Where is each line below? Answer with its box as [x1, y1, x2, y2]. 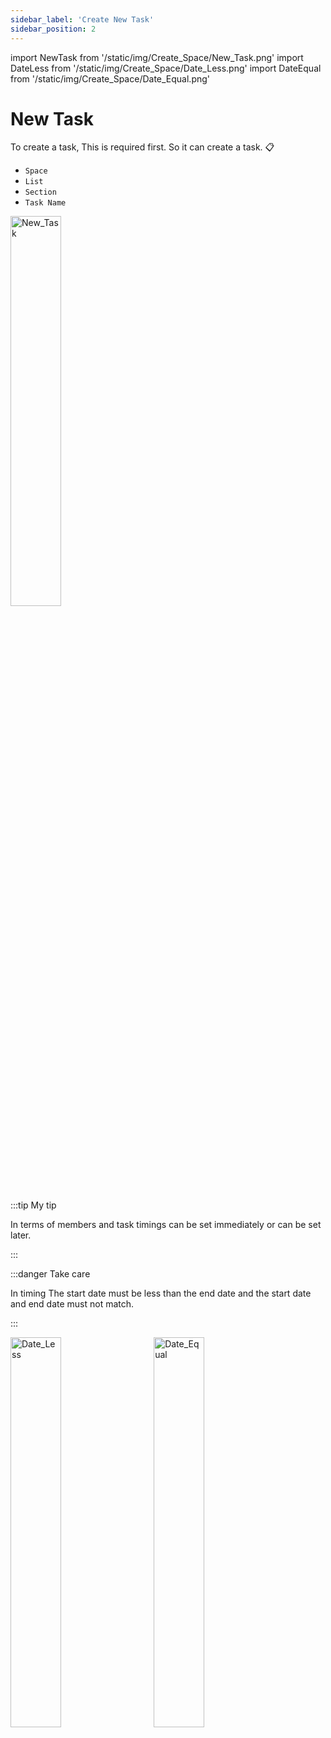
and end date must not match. [10, 1298, 135, 1310]
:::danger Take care [10, 1268, 91, 1280]
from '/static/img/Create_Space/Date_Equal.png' [10, 72, 211, 85]
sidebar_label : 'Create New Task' [10, 14, 155, 25]
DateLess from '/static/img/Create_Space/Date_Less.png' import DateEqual [10, 62, 322, 74]
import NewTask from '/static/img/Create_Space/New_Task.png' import [10, 51, 304, 63]
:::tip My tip [10, 1199, 57, 1211]
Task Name [24, 198, 67, 208]
